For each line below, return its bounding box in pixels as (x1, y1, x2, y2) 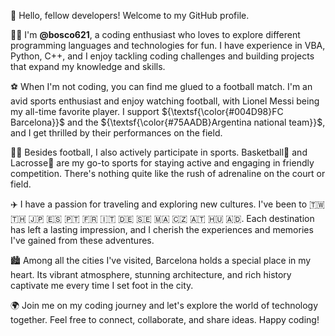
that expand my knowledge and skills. (10, 61, 166, 72)
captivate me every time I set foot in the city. (10, 280, 194, 291)
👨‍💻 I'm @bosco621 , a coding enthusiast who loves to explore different (10, 29, 301, 40)
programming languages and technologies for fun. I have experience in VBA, (10, 40, 326, 51)
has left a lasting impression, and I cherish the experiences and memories (10, 224, 314, 235)
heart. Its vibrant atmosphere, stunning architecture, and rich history (10, 269, 292, 280)
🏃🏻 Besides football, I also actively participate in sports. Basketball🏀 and (10, 146, 308, 158)
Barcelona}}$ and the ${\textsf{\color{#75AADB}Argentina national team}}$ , (10, 116, 326, 128)
